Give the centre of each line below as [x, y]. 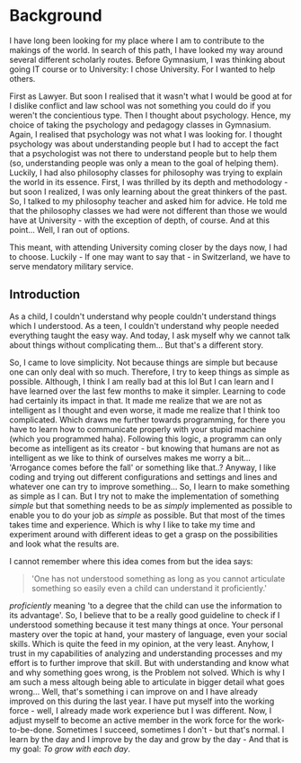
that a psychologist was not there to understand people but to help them [143, 153]
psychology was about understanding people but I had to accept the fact [144, 144]
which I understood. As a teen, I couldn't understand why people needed [144, 325]
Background [56, 16]
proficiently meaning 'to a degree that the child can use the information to [146, 605]
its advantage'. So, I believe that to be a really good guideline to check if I [145, 615]
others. [22, 78]
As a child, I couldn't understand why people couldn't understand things [143, 316]
